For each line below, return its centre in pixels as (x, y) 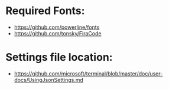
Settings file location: (59, 57)
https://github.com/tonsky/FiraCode (58, 33)
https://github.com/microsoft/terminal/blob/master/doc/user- (88, 73)
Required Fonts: (45, 11)
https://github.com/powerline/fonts (57, 27)
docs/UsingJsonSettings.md (49, 80)
